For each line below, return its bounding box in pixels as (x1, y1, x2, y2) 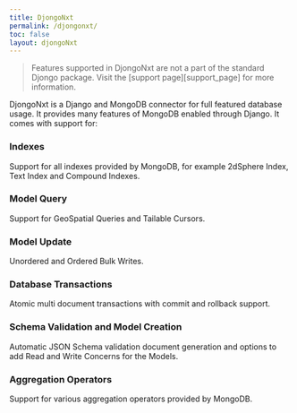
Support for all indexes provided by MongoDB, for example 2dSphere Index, (9, 160, 289, 171)
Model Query (9, 193, 68, 205)
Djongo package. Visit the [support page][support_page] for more (30, 73, 275, 83)
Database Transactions (9, 279, 113, 291)
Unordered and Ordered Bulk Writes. (9, 256, 144, 267)
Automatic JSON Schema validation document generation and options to (9, 341, 277, 352)
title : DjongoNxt (9, 13, 74, 22)
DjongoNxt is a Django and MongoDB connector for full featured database (9, 99, 283, 110)
